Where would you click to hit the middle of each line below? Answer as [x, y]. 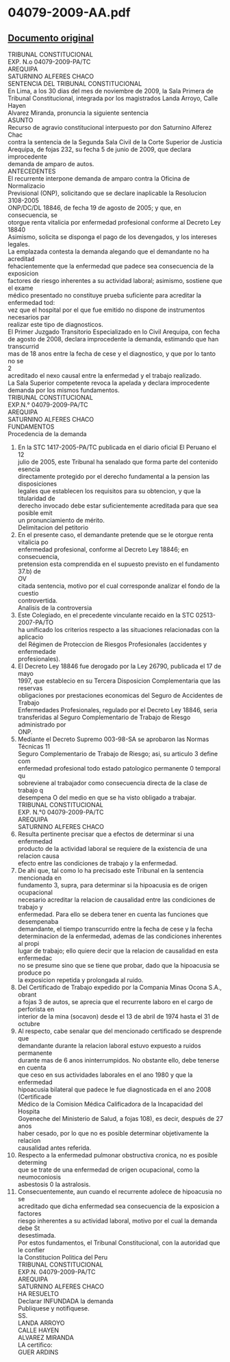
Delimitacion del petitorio [53, 527]
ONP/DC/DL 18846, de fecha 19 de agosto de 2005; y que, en [95, 208]
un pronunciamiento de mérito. [61, 520]
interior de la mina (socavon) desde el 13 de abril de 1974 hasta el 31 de [118, 1017]
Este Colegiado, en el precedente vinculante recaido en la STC [106, 615]
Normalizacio [26, 186]
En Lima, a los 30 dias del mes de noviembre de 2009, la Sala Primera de [111, 91]
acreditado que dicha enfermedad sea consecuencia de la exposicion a [118, 1206]
